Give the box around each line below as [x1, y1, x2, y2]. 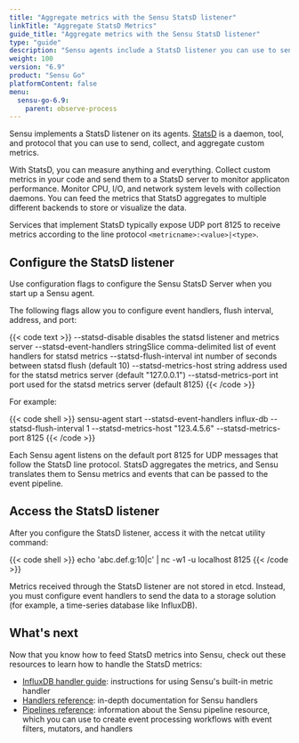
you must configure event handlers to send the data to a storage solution [9, 590, 277, 601]
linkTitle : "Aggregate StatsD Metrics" [9, 21, 158, 30]
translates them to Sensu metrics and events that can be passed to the [9, 469, 269, 480]
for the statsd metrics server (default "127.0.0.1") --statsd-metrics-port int [9, 370, 279, 381]
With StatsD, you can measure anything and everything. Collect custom [9, 165, 271, 175]
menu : [9, 87, 29, 96]
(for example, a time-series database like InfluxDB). [9, 600, 198, 610]
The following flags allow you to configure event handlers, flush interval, [9, 305, 274, 316]
